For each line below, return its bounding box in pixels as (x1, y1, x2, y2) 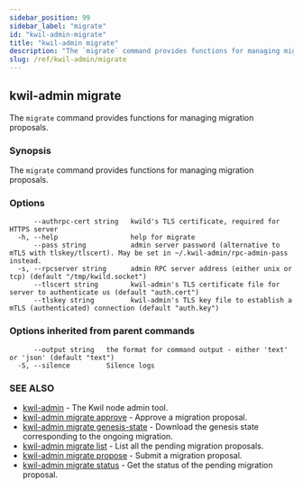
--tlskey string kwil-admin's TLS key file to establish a (32, 296, 293, 305)
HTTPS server (9, 225, 59, 234)
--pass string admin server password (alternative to (32, 240, 280, 250)
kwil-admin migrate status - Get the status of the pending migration (22, 460, 273, 470)
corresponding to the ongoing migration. (22, 431, 173, 441)
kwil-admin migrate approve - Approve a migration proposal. (22, 412, 248, 422)
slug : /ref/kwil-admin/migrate (9, 55, 127, 64)
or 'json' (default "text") (9, 353, 115, 362)
